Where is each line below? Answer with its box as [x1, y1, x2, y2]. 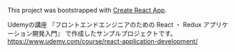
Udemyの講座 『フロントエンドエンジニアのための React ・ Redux [7, 20, 202, 29]
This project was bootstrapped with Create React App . [7, 6, 167, 14]
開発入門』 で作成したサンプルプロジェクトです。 [31, 30, 177, 37]
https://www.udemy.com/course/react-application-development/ [7, 37, 198, 45]
